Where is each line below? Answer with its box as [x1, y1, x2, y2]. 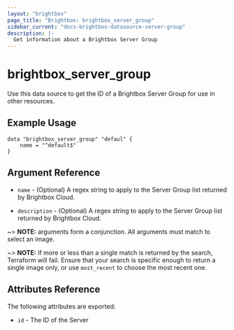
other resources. [7, 97, 55, 106]
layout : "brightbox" [7, 10, 68, 17]
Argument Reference [7, 167, 101, 179]
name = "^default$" [20, 141, 77, 149]
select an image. [7, 235, 54, 243]
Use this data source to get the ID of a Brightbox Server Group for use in [7, 89, 215, 98]
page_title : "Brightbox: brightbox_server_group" [7, 17, 155, 24]
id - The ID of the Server [17, 315, 89, 324]
